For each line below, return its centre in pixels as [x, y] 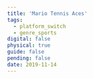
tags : [15, 20]
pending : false [29, 58]
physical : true [29, 45]
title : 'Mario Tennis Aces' [48, 13]
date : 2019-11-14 [32, 65]
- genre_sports [35, 33]
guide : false [26, 52]
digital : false [29, 39]
